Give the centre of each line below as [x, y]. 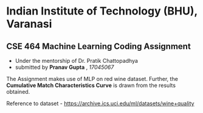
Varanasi [29, 24]
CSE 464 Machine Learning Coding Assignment [99, 46]
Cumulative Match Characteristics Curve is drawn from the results [91, 85]
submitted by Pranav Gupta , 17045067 [64, 67]
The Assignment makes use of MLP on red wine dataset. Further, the [92, 79]
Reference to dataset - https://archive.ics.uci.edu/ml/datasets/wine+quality [100, 103]
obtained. [18, 92]
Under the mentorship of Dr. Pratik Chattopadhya [77, 61]
